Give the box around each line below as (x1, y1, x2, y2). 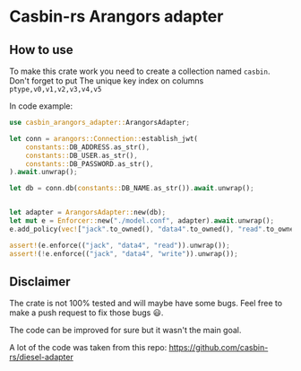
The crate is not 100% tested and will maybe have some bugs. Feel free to (9, 298, 283, 309)
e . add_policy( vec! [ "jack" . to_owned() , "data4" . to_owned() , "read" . (9, 225, 267, 234)
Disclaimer (9, 274, 71, 289)
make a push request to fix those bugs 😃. (9, 307, 164, 318)
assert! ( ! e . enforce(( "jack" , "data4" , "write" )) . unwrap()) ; (9, 249, 239, 258)
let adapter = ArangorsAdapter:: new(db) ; (9, 208, 167, 217)
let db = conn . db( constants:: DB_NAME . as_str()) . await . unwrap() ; (9, 184, 254, 193)
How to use (9, 42, 73, 57)
